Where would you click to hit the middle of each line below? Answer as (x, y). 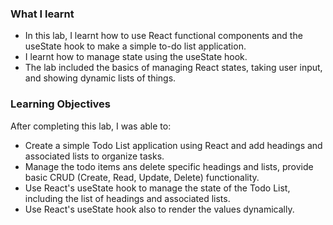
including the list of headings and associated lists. (127, 198)
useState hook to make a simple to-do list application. (135, 46)
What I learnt (42, 14)
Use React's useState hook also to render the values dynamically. (159, 209)
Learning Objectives (61, 104)
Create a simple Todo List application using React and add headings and (173, 145)
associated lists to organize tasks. (94, 156)
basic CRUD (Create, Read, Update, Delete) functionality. (142, 177)
